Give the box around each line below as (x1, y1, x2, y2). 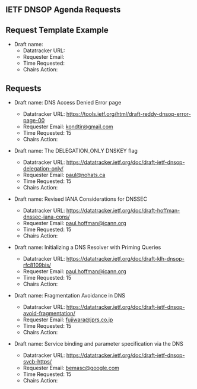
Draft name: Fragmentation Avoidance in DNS (14, 292, 126, 299)
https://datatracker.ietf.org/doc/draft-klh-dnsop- (66, 255, 185, 263)
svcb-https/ (23, 358, 52, 365)
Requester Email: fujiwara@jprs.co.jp (23, 316, 113, 323)
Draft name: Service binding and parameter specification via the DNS (14, 340, 183, 347)
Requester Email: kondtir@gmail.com (23, 123, 113, 130)
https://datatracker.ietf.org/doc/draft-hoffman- (66, 207, 180, 214)
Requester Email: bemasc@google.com (23, 365, 120, 372)
